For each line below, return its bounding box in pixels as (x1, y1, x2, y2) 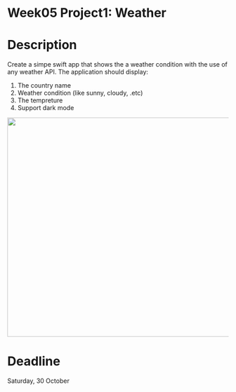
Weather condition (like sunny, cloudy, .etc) (17, 89, 143, 97)
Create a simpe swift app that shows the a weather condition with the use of (7, 60, 228, 69)
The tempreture (17, 96, 63, 104)
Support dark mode (17, 104, 74, 112)
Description (7, 37, 77, 53)
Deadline (7, 353, 61, 370)
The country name (17, 81, 72, 90)
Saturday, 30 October (7, 377, 70, 385)
